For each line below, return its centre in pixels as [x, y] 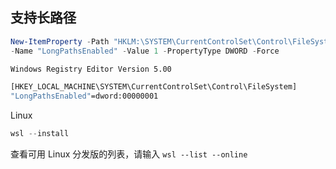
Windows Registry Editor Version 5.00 [91, 69]
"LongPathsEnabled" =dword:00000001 [84, 96]
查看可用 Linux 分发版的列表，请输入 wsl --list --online [129, 154]
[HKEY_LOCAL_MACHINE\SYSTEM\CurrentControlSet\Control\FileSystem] [154, 87]
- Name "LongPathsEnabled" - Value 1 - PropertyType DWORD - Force [145, 51]
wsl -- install [40, 134]
